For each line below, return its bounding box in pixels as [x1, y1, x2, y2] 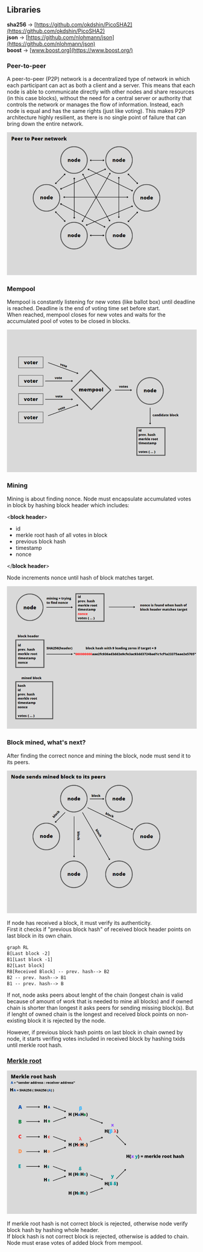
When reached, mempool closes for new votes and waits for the [7, 311, 166, 319]
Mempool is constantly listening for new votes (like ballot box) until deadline [7, 298, 195, 305]
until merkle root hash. [7, 1041, 63, 1049]
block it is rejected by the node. [27, 1017, 106, 1024]
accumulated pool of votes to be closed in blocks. [7, 318, 131, 325]
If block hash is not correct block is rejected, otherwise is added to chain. [7, 1233, 189, 1240]
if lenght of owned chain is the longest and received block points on [7, 1011, 175, 1018]
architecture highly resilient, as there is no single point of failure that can [7, 114, 186, 121]
